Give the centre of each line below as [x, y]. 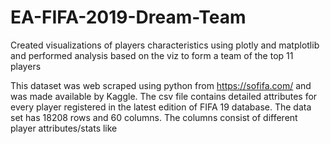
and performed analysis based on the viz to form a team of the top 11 [152, 55]
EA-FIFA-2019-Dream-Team [128, 17]
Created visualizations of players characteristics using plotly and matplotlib [165, 45]
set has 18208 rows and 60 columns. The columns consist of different [154, 117]
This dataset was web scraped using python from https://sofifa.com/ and [161, 85]
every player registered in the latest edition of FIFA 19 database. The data [161, 107]
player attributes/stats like [64, 128]
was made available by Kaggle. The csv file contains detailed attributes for [164, 96]
